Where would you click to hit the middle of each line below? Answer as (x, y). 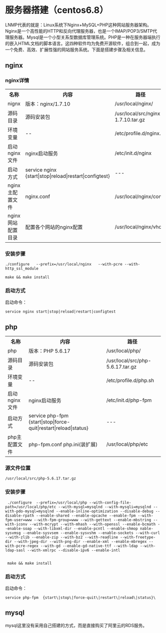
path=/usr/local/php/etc (31, 507)
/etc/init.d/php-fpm (129, 400)
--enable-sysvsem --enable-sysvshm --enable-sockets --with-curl (92, 533)
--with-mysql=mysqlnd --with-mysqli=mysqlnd (105, 507)
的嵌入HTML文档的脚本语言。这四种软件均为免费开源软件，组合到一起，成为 (83, 43)
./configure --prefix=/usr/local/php (47, 502)
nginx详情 (17, 81)
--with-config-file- (110, 502)
